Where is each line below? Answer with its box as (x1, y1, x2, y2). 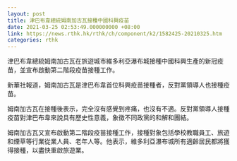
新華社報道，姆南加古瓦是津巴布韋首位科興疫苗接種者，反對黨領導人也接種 (7, 80, 224, 89)
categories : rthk (7, 37, 59, 44)
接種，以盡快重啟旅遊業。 (13, 146, 88, 155)
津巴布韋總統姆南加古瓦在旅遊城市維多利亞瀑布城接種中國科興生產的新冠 (7, 57, 217, 66)
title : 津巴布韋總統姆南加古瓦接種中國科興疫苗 (7, 17, 130, 24)
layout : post (7, 10, 46, 18)
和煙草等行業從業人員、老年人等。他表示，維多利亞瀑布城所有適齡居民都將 (7, 137, 224, 145)
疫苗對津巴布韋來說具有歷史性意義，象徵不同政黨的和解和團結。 (7, 114, 193, 122)
